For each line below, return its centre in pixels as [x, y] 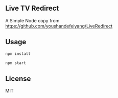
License [18, 78]
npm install [18, 54]
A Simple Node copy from [32, 20]
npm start [16, 63]
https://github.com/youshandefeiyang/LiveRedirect [59, 26]
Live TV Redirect [32, 8]
